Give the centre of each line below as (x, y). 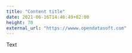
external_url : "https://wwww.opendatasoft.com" (67, 28)
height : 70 (20, 22)
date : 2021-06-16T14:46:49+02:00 (48, 17)
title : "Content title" (36, 11)
